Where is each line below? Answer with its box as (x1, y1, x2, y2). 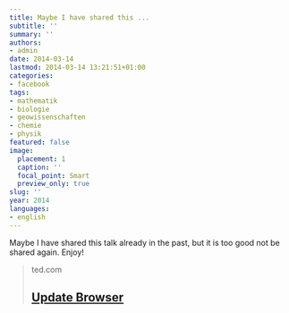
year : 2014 (9, 196, 50, 206)
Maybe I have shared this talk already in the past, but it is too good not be (9, 237, 280, 248)
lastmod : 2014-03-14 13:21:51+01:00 (9, 63, 146, 72)
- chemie (9, 122, 42, 131)
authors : (9, 38, 42, 47)
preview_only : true (17, 180, 90, 189)
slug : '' (9, 188, 42, 197)
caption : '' (17, 163, 63, 172)
